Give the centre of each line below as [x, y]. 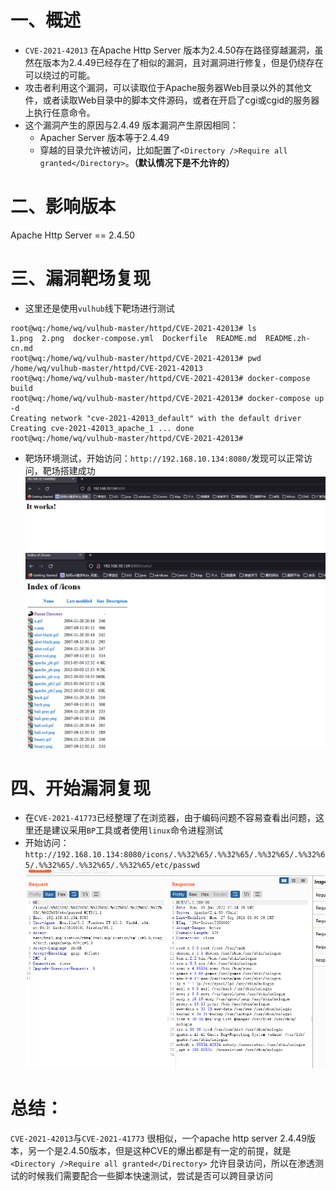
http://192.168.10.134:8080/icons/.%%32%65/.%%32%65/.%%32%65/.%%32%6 [175, 855]
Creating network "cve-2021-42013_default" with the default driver [156, 418]
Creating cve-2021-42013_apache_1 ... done [102, 428]
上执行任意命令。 [60, 112]
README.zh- [288, 338]
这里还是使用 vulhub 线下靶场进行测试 [99, 308]
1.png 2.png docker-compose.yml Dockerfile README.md [133, 338]
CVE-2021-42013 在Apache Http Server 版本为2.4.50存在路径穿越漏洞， [169, 50]
